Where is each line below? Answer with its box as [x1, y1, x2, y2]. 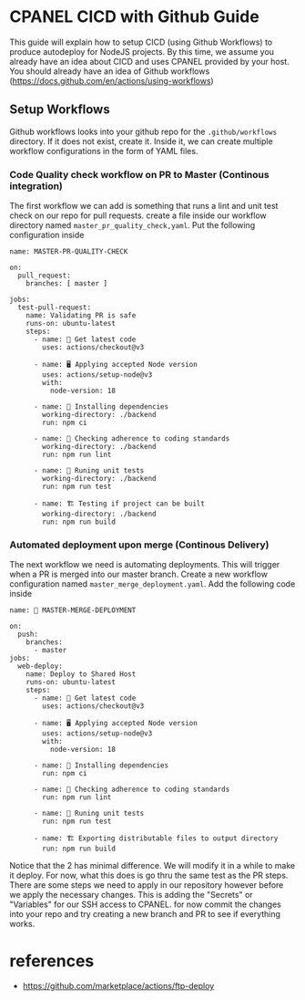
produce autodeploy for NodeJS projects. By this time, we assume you [9, 46, 275, 57]
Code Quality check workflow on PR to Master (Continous [9, 168, 270, 181]
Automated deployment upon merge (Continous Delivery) [9, 538, 270, 551]
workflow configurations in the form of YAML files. [9, 145, 198, 156]
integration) [9, 180, 64, 193]
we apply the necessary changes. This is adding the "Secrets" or [9, 890, 253, 901]
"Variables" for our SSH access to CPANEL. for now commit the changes [9, 899, 282, 910]
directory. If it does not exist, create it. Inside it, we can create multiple [9, 135, 273, 147]
